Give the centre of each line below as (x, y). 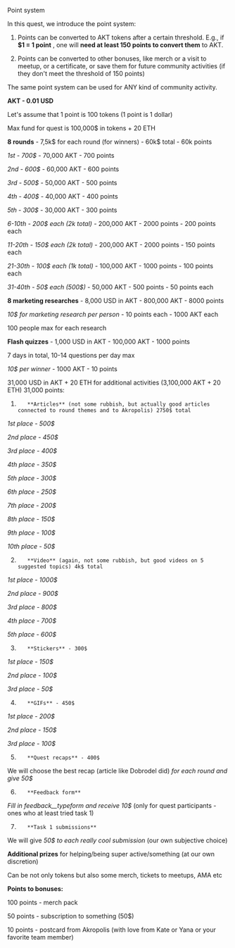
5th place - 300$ (32, 478)
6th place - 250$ (32, 492)
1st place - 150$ (31, 662)
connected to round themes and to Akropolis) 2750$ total (104, 411)
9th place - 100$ (31, 532)
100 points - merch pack (43, 902)
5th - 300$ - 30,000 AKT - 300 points (62, 210)
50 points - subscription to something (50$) (71, 916)
